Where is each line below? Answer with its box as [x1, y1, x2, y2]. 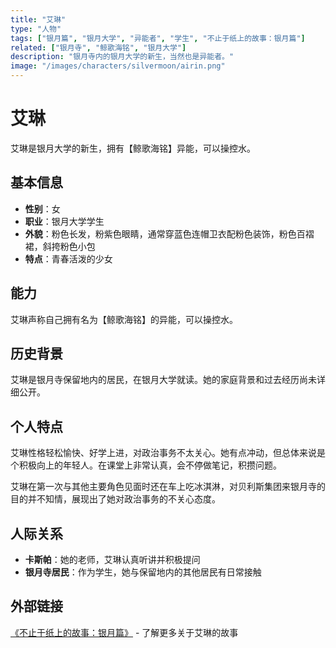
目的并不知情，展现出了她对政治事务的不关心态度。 [10, 493, 221, 505]
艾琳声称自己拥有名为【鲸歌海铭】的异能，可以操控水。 [10, 313, 238, 325]
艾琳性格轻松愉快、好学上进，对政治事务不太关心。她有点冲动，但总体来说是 [10, 447, 326, 459]
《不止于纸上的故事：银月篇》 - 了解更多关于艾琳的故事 [10, 626, 239, 638]
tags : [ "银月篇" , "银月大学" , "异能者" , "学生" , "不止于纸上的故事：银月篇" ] [10, 33, 306, 43]
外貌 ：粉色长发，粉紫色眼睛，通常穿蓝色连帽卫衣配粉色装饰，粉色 [24, 227, 297, 240]
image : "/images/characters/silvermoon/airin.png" [10, 61, 226, 71]
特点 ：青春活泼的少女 [24, 252, 113, 265]
